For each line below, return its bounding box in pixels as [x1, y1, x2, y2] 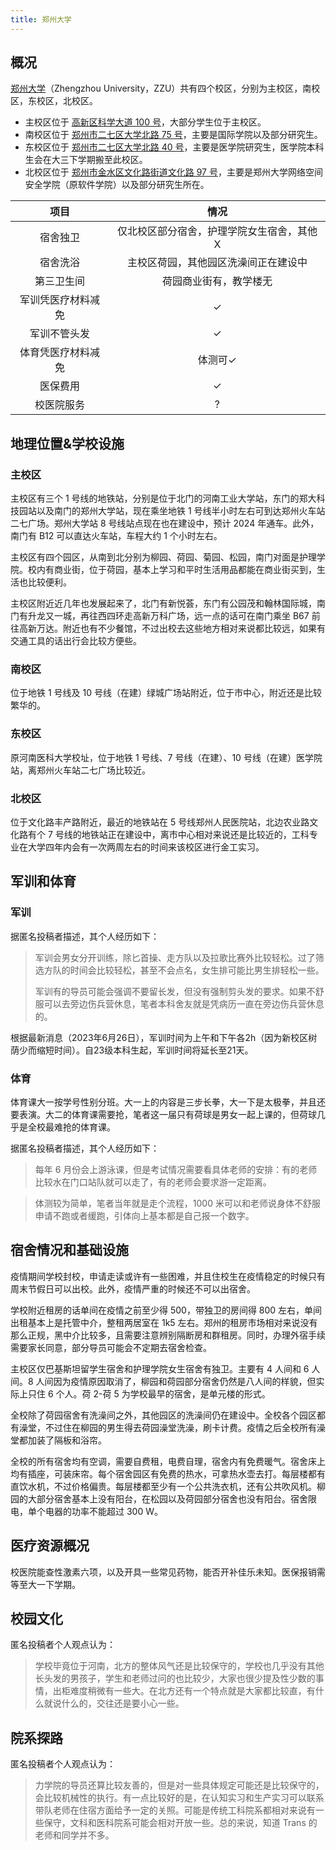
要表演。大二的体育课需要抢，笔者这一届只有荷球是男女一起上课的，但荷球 [10, 1109, 317, 1120]
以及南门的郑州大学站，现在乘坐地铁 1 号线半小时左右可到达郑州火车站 [36, 505, 326, 517]
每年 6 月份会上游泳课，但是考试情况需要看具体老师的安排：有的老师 [34, 1164, 318, 1175]
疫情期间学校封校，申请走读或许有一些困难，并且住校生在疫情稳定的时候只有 [10, 1270, 326, 1282]
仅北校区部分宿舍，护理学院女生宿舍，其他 [116, 224, 318, 238]
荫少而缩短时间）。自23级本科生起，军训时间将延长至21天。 [10, 1044, 254, 1056]
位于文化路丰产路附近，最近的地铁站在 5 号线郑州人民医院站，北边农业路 [10, 816, 310, 828]
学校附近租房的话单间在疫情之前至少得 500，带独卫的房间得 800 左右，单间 [10, 1304, 323, 1316]
